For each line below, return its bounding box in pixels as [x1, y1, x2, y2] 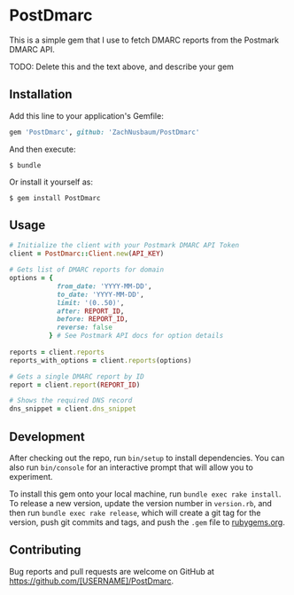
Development [9, 429, 86, 444]
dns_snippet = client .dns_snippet [9, 404, 137, 413]
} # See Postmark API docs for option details [48, 332, 224, 341]
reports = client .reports [9, 348, 104, 356]
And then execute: [9, 144, 76, 154]
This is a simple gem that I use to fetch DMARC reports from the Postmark [9, 35, 279, 45]
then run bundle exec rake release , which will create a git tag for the [9, 507, 261, 518]
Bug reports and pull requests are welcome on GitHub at [9, 566, 215, 576]
